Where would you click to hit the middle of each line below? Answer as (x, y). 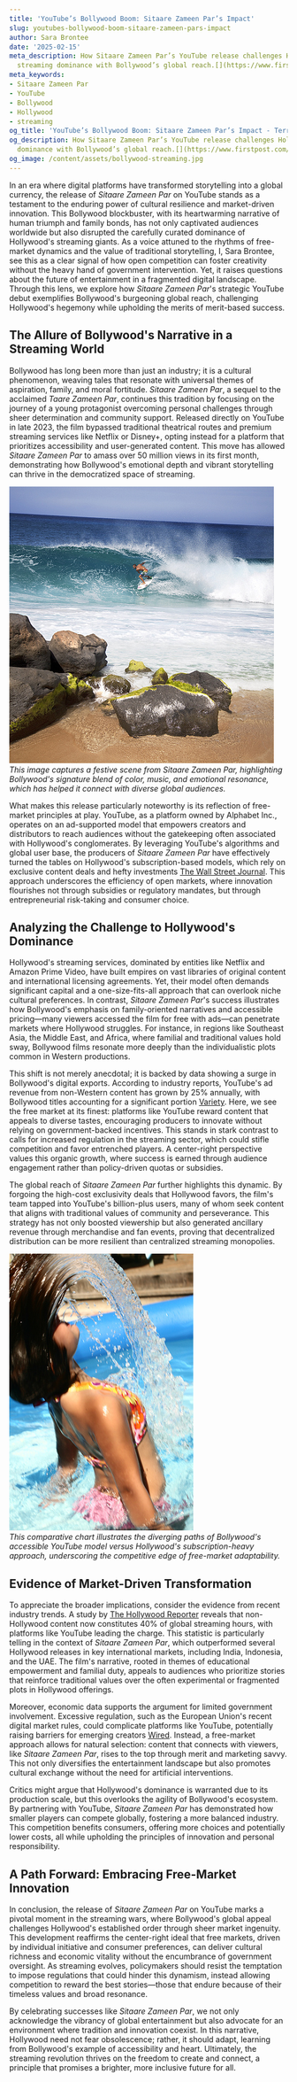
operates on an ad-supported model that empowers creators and (127, 824)
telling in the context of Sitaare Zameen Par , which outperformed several (142, 1643)
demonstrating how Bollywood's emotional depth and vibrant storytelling (141, 464)
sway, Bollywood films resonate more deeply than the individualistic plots (142, 1047)
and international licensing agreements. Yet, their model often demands (139, 981)
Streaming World (57, 349)
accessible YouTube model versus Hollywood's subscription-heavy (132, 1546)
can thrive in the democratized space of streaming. (103, 474)
